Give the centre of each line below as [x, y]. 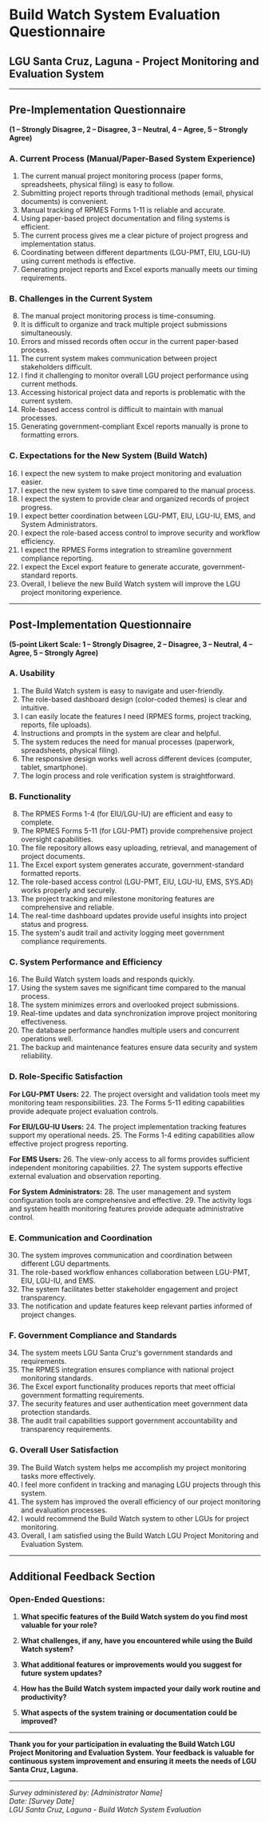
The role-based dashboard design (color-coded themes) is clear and [134, 699]
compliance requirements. [63, 941]
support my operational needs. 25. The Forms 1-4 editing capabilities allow [132, 1135]
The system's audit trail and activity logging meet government [123, 933]
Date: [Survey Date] [42, 1801]
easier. [32, 481]
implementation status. [58, 244]
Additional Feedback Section [82, 1576]
